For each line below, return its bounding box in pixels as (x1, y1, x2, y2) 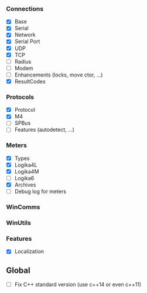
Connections (6, 5, 44, 13)
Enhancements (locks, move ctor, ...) (14, 71, 103, 78)
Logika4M (14, 168, 39, 175)
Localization (14, 248, 45, 255)
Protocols (6, 93, 35, 101)
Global (6, 265, 30, 275)
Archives (14, 181, 36, 188)
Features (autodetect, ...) (14, 126, 75, 134)
